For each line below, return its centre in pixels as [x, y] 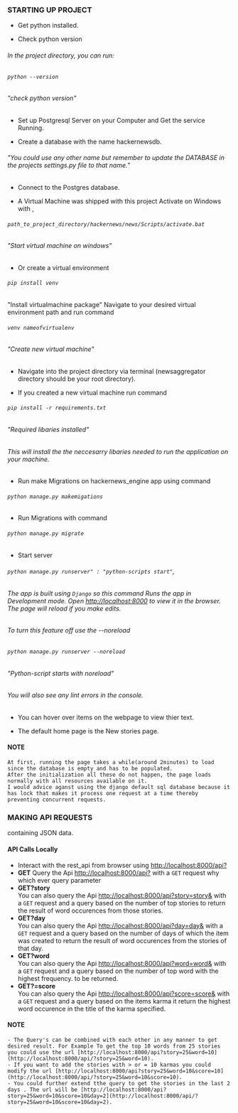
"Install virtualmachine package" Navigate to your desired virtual [102, 304]
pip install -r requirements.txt [57, 408]
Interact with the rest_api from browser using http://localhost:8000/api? [122, 865]
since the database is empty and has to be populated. [90, 769]
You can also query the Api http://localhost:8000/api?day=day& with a [120, 925]
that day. [31, 948]
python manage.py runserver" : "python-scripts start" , [91, 571]
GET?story [34, 888]
